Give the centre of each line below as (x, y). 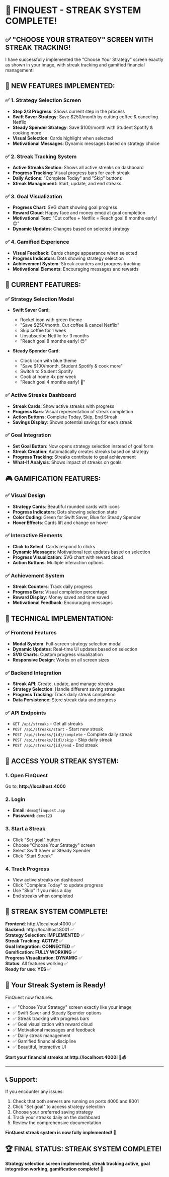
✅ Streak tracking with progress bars (51, 1018)
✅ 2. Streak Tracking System (41, 157)
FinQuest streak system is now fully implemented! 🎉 (61, 1133)
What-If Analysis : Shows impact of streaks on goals (67, 462)
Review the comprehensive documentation (57, 1123)
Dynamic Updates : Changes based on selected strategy (71, 229)
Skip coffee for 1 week (43, 330)
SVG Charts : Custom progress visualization (58, 654)
